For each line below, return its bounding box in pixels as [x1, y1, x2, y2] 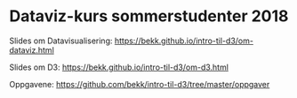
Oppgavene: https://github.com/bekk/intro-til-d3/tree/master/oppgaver [9, 79, 270, 89]
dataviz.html [9, 44, 55, 55]
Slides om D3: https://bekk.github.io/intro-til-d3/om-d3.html [9, 62, 229, 72]
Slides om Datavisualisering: [9, 35, 113, 46]
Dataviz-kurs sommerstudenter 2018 [9, 6, 289, 26]
